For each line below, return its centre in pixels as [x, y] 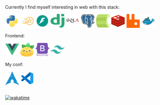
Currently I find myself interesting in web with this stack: [62, 7]
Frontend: [15, 36]
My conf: [14, 64]
